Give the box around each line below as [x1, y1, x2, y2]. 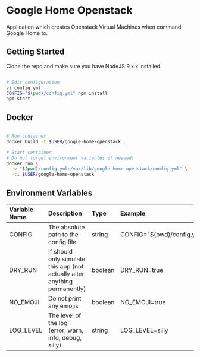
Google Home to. [6, 29, 48, 36]
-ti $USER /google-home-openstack [11, 172, 95, 178]
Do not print [48, 295, 82, 302]
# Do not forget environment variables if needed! [6, 155, 135, 161]
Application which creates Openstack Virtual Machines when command [6, 23, 182, 30]
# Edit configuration [6, 79, 60, 85]
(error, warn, [48, 326, 83, 334]
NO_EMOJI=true [120, 298, 166, 306]
